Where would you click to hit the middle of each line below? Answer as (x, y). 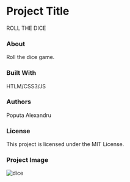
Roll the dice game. (31, 57)
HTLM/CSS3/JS (26, 86)
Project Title (38, 11)
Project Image (27, 160)
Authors (19, 102)
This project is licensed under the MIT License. (65, 144)
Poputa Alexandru (29, 115)
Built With (21, 73)
